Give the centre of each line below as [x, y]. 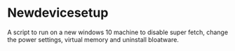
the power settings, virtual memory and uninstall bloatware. [93, 39]
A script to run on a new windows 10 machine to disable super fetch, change [118, 32]
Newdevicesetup [58, 13]
